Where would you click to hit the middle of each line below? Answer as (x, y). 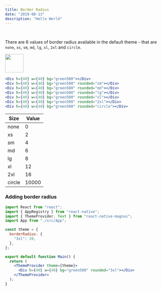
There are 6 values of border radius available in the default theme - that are (81, 42)
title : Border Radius (27, 10)
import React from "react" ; (34, 207)
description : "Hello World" (34, 19)
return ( (18, 261)
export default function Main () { (40, 257)
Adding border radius (31, 197)
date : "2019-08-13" (25, 14)
